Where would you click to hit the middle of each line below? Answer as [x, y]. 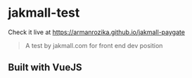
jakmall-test [44, 13]
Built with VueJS [45, 68]
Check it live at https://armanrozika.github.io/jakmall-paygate [97, 32]
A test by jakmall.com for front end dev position [94, 45]
